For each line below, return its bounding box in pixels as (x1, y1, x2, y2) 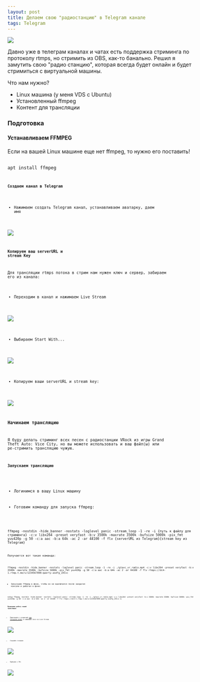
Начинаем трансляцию (7, 420, 59, 426)
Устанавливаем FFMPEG (7, 134, 73, 141)
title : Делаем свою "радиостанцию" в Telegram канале (7, 15, 146, 21)
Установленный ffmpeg (16, 98, 77, 105)
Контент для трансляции (16, 104, 80, 111)
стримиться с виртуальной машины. (7, 67, 102, 75)
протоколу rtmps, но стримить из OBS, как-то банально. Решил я (7, 55, 175, 62)
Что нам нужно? (7, 79, 50, 87)
